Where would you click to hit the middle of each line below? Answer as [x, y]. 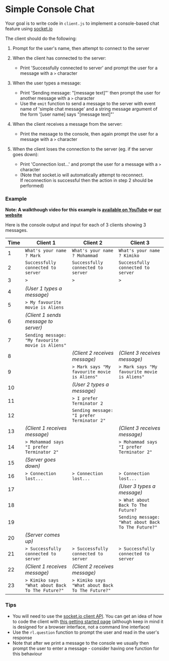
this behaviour [27, 653]
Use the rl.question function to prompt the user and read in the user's [86, 632]
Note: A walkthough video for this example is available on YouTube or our [83, 210]
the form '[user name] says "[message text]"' [67, 114]
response [22, 637]
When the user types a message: [47, 83]
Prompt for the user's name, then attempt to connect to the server [81, 48]
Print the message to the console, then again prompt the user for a [89, 134]
